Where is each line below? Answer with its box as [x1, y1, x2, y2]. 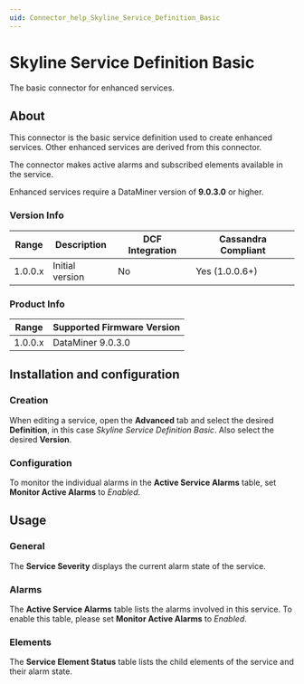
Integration [128, 243, 177, 256]
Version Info [9, 209, 65, 222]
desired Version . [9, 433, 72, 444]
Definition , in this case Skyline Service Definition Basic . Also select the [9, 424, 274, 435]
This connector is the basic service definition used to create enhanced [9, 132, 273, 143]
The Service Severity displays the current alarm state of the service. [9, 560, 267, 571]
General [9, 540, 45, 553]
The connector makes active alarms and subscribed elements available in [9, 159, 283, 170]
